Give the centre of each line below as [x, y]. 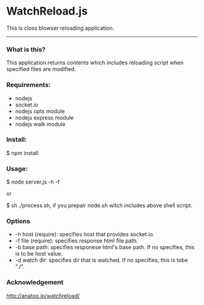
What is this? [26, 49]
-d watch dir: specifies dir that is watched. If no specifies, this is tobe [101, 260]
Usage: [17, 168]
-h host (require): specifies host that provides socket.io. [85, 235]
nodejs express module [44, 117]
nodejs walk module [40, 124]
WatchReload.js [47, 11]
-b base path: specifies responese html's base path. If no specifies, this [105, 247]
